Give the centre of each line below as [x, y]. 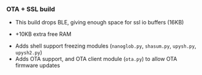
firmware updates [37, 65]
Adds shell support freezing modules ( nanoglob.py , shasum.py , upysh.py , [106, 46]
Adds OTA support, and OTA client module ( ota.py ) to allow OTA [96, 59]
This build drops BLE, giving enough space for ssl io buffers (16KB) [99, 23]
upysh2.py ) [29, 52]
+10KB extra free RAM [43, 34]
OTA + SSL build [31, 9]
